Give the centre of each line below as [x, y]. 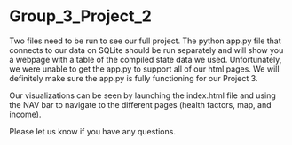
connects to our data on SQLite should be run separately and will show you [146, 50]
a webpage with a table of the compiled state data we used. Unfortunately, [146, 59]
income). [25, 114]
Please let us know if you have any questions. [92, 131]
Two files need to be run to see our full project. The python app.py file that [145, 41]
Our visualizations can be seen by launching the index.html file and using [143, 95]
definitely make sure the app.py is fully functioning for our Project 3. [134, 78]
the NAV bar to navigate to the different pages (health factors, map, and [141, 104]
